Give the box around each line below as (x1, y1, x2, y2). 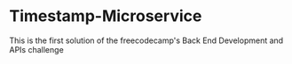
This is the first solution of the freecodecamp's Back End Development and (9, 35, 284, 46)
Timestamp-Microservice (9, 6, 202, 26)
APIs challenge (9, 44, 64, 54)
